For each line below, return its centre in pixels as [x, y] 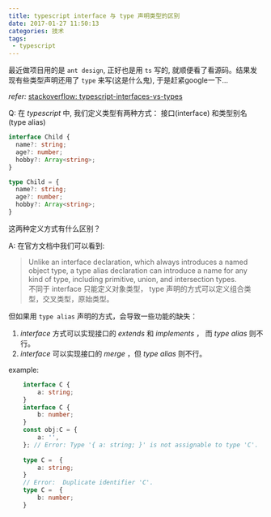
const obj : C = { [51, 430]
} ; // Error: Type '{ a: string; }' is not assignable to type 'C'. [141, 445]
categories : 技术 [36, 31]
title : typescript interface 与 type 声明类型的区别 [94, 16]
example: [23, 370]
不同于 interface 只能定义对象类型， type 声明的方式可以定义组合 [136, 288]
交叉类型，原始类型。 [78, 299]
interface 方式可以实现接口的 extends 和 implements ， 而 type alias [133, 333]
